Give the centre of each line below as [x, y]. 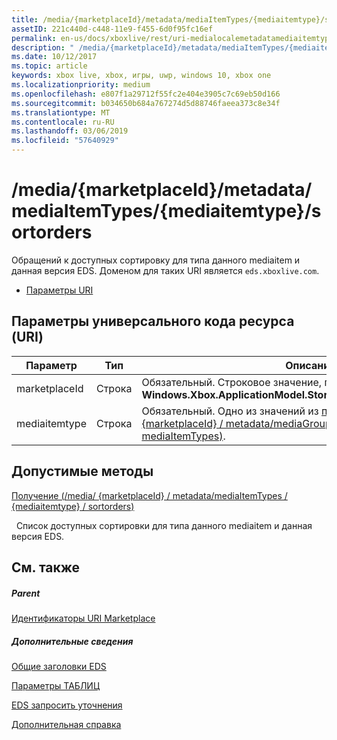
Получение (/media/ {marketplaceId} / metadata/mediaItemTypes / [149, 495]
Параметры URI [59, 290]
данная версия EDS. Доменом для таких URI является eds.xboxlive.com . [165, 270]
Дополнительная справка [66, 724]
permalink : [34, 38]
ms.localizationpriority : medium [81, 85]
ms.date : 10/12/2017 [54, 57]
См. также [46, 567]
